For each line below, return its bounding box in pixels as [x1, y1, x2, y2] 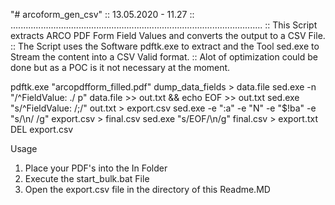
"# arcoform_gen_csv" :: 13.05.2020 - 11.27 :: [10, 9, 195, 20]
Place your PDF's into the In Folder [24, 162, 168, 174]
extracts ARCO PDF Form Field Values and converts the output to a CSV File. [10, 30, 326, 41]
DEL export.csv [10, 124, 74, 135]
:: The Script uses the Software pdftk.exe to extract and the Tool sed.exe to [10, 40, 320, 52]
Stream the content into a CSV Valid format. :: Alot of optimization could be [10, 51, 318, 63]
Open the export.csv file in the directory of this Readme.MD [24, 184, 271, 195]
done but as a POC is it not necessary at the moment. [10, 62, 231, 73]
